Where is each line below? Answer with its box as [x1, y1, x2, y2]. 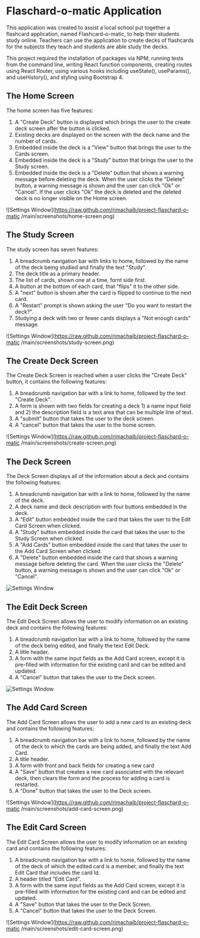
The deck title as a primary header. [14, 270, 101, 277]
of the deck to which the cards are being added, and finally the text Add [14, 743, 192, 750]
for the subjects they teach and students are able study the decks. [6, 43, 169, 50]
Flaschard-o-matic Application [6, 4, 162, 18]
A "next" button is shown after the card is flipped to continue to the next [14, 289, 192, 296]
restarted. [14, 781, 39, 788]
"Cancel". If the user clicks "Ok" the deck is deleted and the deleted [14, 188, 182, 195]
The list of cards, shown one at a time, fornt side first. [14, 276, 146, 283]
